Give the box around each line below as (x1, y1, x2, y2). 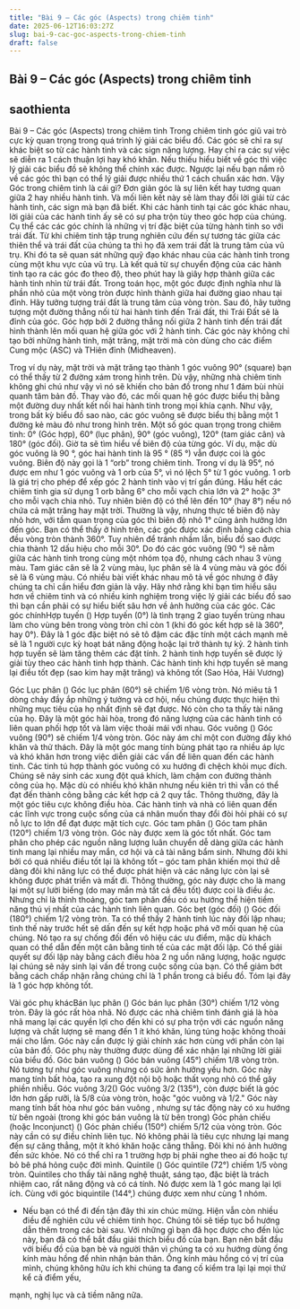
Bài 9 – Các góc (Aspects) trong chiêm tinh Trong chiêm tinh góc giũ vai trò (9, 126, 287, 136)
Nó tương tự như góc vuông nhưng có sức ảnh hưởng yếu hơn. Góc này (9, 1064, 273, 1075)
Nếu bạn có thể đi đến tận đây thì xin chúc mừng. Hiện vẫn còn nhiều (21, 1206, 279, 1217)
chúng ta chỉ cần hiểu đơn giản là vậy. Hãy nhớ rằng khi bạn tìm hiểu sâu (9, 581, 278, 592)
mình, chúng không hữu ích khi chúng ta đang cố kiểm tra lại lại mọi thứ (21, 1262, 287, 1274)
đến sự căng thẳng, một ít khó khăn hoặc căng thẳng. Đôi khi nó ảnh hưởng (9, 1140, 287, 1151)
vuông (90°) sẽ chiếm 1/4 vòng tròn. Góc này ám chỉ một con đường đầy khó (9, 732, 292, 743)
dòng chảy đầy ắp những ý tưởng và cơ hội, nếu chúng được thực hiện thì (9, 694, 280, 705)
